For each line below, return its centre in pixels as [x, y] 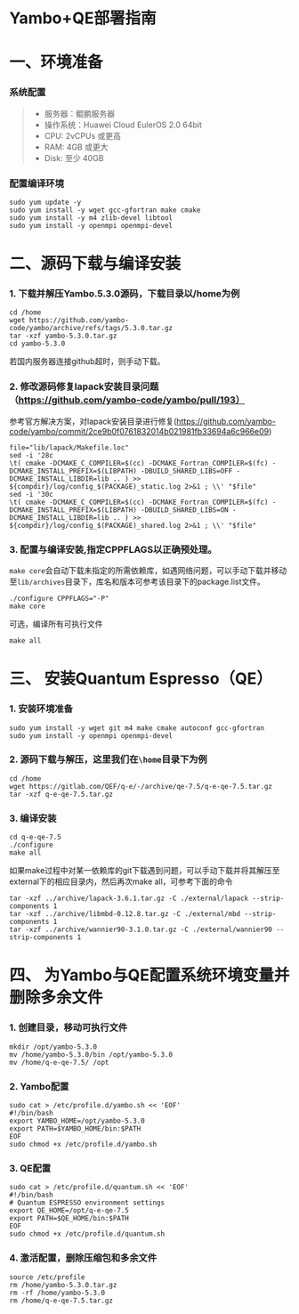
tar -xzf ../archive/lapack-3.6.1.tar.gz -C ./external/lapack [129, 899]
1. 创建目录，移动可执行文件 [69, 1027]
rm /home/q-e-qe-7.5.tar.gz [61, 1301]
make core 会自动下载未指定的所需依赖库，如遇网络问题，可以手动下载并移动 [148, 571]
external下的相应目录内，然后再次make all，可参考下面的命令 [121, 881]
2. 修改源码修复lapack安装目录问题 [84, 386]
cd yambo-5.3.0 [37, 344]
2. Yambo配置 [39, 1086]
